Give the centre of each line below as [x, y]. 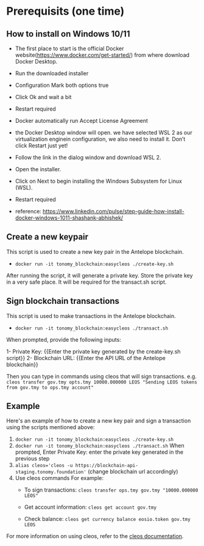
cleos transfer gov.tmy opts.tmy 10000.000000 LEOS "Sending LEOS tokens [102, 382]
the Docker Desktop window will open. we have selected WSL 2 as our [104, 132]
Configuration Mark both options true [62, 85]
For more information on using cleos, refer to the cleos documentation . [95, 536]
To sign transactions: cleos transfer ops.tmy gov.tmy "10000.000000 [111, 490]
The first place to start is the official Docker [69, 48]
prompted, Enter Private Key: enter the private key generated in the [99, 452]
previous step [32, 459]
